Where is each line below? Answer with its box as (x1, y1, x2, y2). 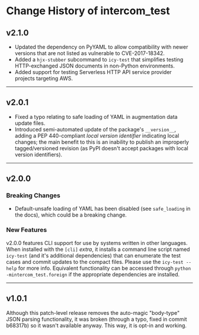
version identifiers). (14, 151, 63, 158)
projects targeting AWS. (14, 75, 73, 82)
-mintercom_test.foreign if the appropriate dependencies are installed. (6, 270, 180, 278)
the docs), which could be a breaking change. (14, 211, 127, 218)
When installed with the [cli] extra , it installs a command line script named (6, 246, 191, 253)
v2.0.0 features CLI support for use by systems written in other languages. (6, 239, 188, 246)
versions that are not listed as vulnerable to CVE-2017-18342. (14, 50, 165, 57)
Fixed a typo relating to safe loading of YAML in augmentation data (14, 113, 178, 120)
